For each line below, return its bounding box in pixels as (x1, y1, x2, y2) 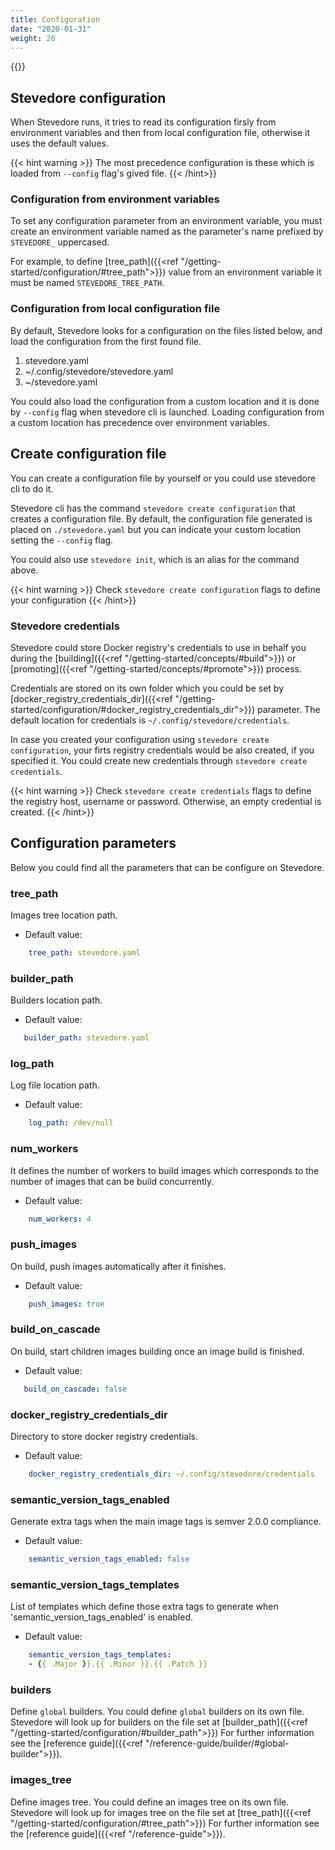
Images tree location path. (10, 909, 118, 921)
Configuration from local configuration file (10, 302, 221, 316)
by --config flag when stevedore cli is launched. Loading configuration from (10, 406, 325, 418)
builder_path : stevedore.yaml (23, 1033, 150, 1043)
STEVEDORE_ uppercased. (10, 236, 110, 248)
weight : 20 (10, 33, 56, 43)
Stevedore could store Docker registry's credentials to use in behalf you (10, 641, 307, 653)
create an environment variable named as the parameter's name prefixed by (10, 226, 324, 238)
